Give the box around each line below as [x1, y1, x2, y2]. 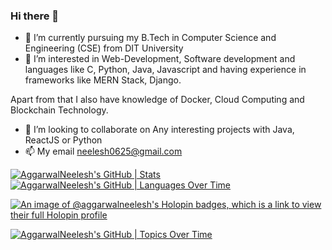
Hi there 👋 [10, 9, 60, 23]
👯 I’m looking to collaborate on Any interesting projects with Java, [24, 124, 295, 136]
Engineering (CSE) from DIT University [24, 42, 184, 54]
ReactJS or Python [24, 134, 103, 146]
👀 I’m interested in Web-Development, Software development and [24, 53, 296, 65]
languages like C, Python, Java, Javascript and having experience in [24, 64, 307, 76]
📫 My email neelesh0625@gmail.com [24, 145, 183, 158]
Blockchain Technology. [10, 104, 109, 116]
